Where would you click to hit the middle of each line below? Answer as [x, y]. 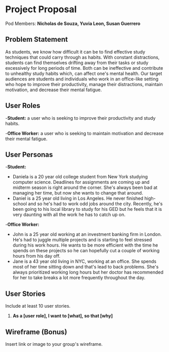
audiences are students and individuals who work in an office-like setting [82, 79]
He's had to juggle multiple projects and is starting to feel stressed [82, 240]
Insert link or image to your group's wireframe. [54, 344]
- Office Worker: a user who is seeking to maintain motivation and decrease [84, 133]
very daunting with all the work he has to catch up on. [69, 214]
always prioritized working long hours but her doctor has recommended [88, 272]
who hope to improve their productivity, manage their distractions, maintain [84, 84]
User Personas [29, 155]
